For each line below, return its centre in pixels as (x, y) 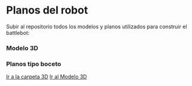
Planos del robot (47, 10)
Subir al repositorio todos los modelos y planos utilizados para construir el (97, 27)
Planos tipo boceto (34, 64)
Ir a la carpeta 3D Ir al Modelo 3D (47, 77)
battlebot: (18, 32)
